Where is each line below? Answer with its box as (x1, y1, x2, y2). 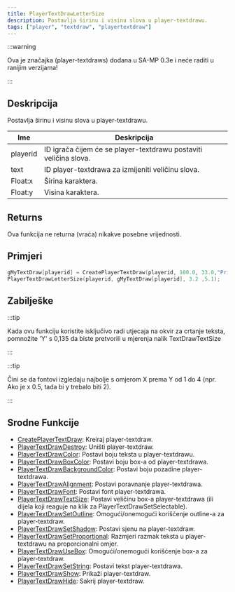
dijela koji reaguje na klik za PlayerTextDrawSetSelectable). (17, 502, 187, 511)
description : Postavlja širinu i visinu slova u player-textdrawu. (7, 17, 208, 24)
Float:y (10, 187, 34, 197)
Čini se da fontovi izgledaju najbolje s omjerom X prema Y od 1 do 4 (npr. (7, 375, 217, 384)
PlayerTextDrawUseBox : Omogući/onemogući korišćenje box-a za (17, 547, 208, 556)
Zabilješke (7, 295, 54, 307)
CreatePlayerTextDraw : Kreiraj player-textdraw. (17, 436, 153, 444)
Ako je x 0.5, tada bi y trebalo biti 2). (7, 383, 111, 391)
